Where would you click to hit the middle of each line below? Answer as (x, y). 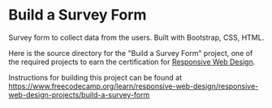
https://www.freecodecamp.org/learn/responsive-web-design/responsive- (134, 86)
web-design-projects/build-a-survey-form (79, 94)
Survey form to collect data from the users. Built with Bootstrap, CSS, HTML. (136, 37)
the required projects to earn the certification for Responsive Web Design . (132, 62)
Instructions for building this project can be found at (95, 77)
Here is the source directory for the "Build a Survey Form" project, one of (131, 53)
